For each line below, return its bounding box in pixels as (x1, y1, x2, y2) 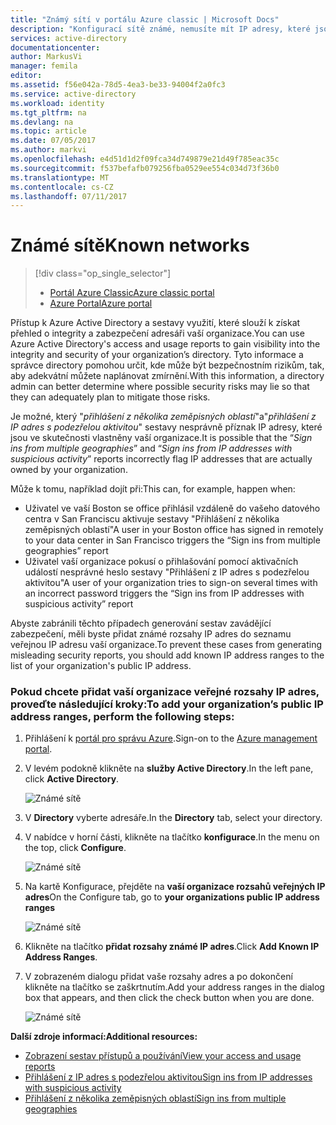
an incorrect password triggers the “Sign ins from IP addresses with (24, 587, 305, 600)
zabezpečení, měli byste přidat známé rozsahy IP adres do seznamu (10, 628, 292, 640)
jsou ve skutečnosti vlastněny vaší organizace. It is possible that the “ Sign (10, 432, 313, 444)
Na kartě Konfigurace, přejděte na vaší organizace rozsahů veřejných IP (24, 881, 326, 893)
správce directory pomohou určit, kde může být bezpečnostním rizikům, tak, (10, 359, 325, 371)
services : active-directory (10, 33, 128, 43)
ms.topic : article (10, 126, 87, 136)
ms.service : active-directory (10, 89, 137, 99)
